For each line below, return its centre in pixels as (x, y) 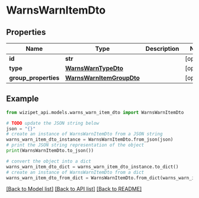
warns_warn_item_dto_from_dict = (47, 178)
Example (23, 99)
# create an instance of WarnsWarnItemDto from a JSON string (84, 134)
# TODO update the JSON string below (53, 123)
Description (162, 49)
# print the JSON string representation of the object (75, 145)
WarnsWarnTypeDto (94, 68)
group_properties (34, 78)
